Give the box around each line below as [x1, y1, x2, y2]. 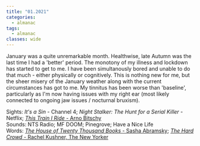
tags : [6, 25, 20, 31]
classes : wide [6, 36, 42, 42]
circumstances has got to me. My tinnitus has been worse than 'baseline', [6, 84, 186, 91]
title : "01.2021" [6, 8, 49, 15]
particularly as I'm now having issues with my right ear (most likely [6, 90, 170, 97]
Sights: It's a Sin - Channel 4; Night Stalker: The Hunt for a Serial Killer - [6, 108, 183, 115]
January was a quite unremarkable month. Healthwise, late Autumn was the [6, 53, 192, 59]
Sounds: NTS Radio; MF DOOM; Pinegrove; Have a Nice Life [6, 121, 154, 128]
